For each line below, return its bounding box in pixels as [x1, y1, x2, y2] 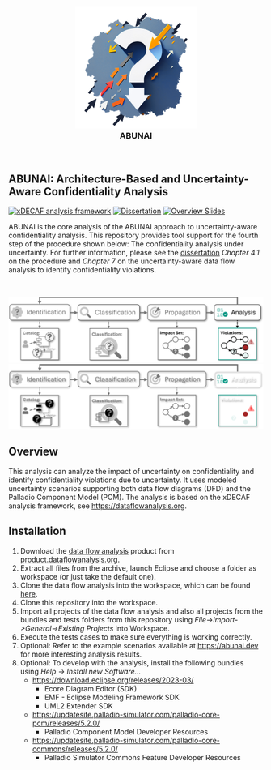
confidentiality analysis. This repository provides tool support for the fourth [8, 230, 259, 241]
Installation [8, 524, 66, 538]
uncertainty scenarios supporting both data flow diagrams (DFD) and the [8, 483, 251, 493]
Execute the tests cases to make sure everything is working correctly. [19, 631, 252, 642]
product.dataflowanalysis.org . [19, 554, 120, 564]
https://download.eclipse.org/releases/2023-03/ [32, 675, 194, 685]
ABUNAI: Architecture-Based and [8, 172, 180, 186]
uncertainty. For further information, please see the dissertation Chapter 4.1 [8, 248, 260, 258]
